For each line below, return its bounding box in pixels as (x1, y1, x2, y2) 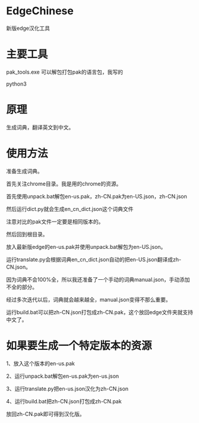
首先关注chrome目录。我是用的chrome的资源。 (6, 180, 122, 187)
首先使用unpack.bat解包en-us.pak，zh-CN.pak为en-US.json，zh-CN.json (6, 192, 187, 200)
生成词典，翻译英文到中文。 (6, 124, 74, 131)
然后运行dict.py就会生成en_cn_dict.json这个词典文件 (6, 205, 134, 212)
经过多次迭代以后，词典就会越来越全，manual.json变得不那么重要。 (6, 296, 171, 303)
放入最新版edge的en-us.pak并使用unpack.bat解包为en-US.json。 (6, 243, 166, 250)
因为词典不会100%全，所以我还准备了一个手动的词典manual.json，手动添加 (6, 276, 190, 283)
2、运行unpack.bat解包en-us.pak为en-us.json (6, 373, 119, 380)
